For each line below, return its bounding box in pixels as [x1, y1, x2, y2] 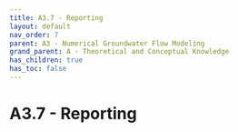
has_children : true [9, 56, 84, 65]
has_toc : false [9, 65, 67, 74]
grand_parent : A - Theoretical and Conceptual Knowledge [9, 47, 230, 56]
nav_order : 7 [9, 30, 59, 39]
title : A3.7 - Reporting [9, 13, 104, 23]
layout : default [9, 22, 71, 31]
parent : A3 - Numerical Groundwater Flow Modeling [9, 38, 205, 48]
